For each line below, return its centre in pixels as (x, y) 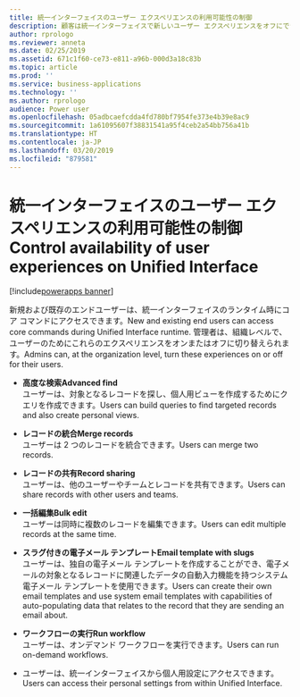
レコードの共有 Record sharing (79, 474)
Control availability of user (109, 248)
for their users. (37, 365)
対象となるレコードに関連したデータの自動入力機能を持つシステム (167, 575)
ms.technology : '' (43, 92)
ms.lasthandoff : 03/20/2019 (62, 150)
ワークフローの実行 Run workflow (83, 634)
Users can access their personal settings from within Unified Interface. (152, 684)
